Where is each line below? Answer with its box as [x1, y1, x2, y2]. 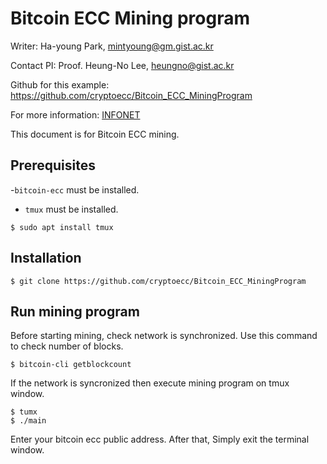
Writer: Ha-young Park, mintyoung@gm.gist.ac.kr [10, 40, 214, 52]
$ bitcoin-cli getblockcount [10, 360, 132, 370]
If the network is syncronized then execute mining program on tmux [10, 377, 290, 389]
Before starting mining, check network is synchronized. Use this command [10, 330, 318, 342]
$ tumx [10, 407, 38, 417]
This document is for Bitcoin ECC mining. [10, 128, 180, 140]
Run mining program [10, 303, 140, 320]
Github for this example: [10, 78, 110, 91]
